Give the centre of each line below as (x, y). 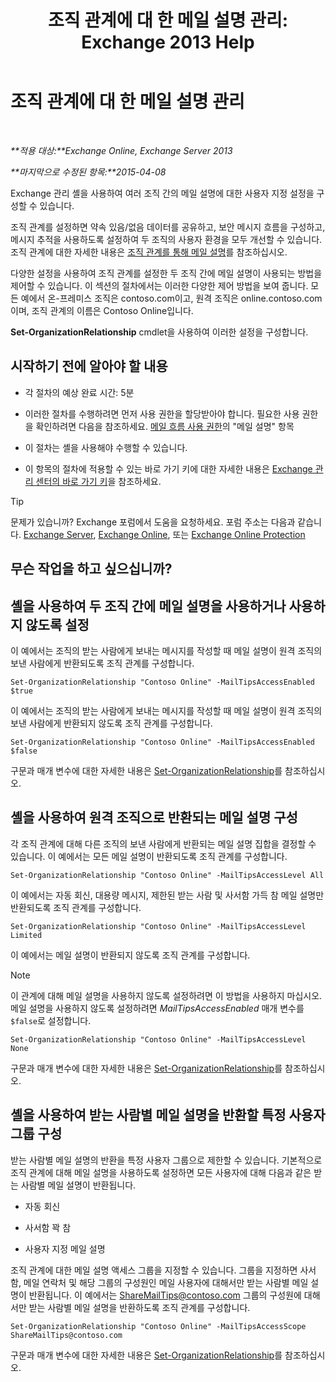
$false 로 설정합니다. (51, 1020)
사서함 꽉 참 (48, 1227)
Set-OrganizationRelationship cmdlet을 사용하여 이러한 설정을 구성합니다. (159, 332)
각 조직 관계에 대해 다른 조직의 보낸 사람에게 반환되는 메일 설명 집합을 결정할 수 (163, 843)
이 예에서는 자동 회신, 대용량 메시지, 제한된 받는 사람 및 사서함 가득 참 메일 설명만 (167, 895)
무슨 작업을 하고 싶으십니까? (91, 569)
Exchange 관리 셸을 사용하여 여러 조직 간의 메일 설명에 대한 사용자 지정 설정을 (162, 193)
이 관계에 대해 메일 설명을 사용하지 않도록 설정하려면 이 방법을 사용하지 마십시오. (166, 995)
